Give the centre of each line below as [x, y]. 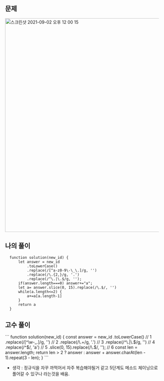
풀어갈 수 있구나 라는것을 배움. [41, 374]
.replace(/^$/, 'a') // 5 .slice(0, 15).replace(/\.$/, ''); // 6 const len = [71, 347]
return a [27, 304]
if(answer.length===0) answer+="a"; [55, 283]
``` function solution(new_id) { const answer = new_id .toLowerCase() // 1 [78, 337]
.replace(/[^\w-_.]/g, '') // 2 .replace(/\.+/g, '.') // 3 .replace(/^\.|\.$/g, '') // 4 [80, 342]
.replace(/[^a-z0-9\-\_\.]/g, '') [62, 270]
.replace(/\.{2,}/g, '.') [53, 275]
